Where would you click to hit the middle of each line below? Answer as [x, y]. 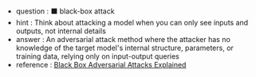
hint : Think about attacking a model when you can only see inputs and [132, 23]
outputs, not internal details [61, 31]
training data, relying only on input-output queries [97, 56]
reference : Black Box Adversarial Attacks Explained [101, 65]
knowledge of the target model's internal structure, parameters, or [124, 48]
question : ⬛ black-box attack [65, 11]
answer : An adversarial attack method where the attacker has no [123, 39]
